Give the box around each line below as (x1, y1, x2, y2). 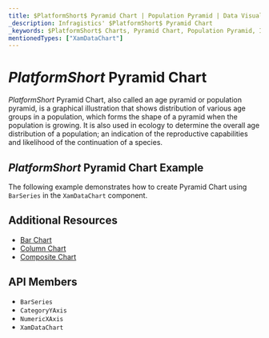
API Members (8, 276, 78, 289)
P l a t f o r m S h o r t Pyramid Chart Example (8, 161, 204, 175)
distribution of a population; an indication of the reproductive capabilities (8, 129, 248, 139)
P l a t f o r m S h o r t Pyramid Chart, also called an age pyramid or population (8, 95, 243, 105)
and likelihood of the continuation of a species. (8, 138, 163, 147)
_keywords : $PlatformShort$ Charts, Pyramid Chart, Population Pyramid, (8, 26, 256, 34)
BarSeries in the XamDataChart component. (8, 191, 148, 200)
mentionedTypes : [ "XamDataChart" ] (8, 34, 124, 42)
